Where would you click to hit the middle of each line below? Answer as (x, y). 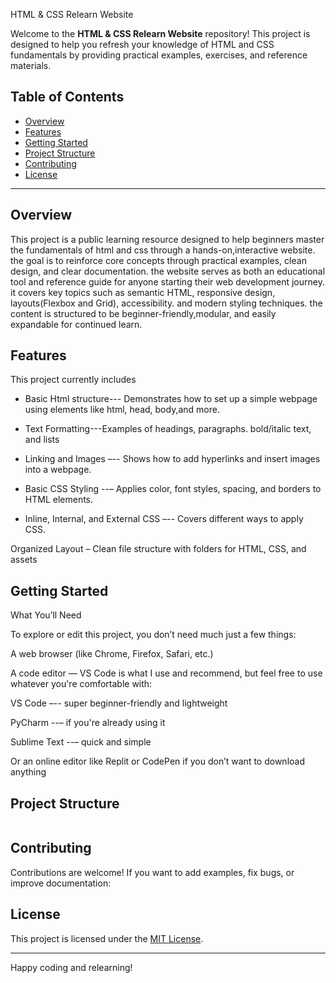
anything (28, 772)
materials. (31, 65)
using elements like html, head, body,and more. (122, 410)
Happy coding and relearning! (71, 967)
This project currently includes (73, 380)
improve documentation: (61, 883)
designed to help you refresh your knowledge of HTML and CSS (142, 44)
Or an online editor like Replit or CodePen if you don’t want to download (157, 761)
